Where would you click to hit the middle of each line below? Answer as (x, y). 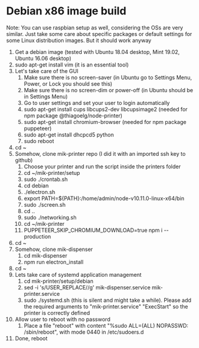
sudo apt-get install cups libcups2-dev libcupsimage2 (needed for (105, 109)
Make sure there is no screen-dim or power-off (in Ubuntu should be (108, 90)
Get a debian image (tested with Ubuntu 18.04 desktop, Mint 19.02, (97, 52)
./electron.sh (40, 192)
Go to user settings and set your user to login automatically (97, 102)
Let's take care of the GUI (47, 71)
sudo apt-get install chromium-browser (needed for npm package (105, 122)
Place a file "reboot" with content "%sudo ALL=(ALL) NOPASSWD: (106, 325)
